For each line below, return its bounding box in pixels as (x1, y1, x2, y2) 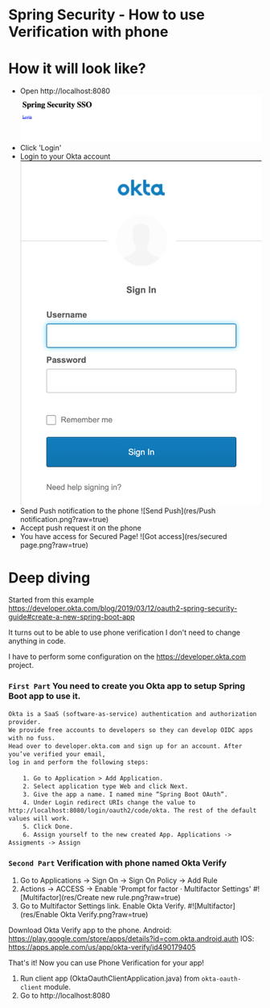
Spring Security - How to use (8, 6, 205, 24)
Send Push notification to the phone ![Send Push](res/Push (19, 506, 216, 516)
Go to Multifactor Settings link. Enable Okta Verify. (19, 901, 186, 911)
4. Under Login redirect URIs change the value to (22, 798, 196, 806)
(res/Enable (19, 909, 59, 919)
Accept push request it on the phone (19, 523, 142, 533)
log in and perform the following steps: (8, 758, 149, 766)
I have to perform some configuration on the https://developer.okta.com (8, 652, 247, 661)
